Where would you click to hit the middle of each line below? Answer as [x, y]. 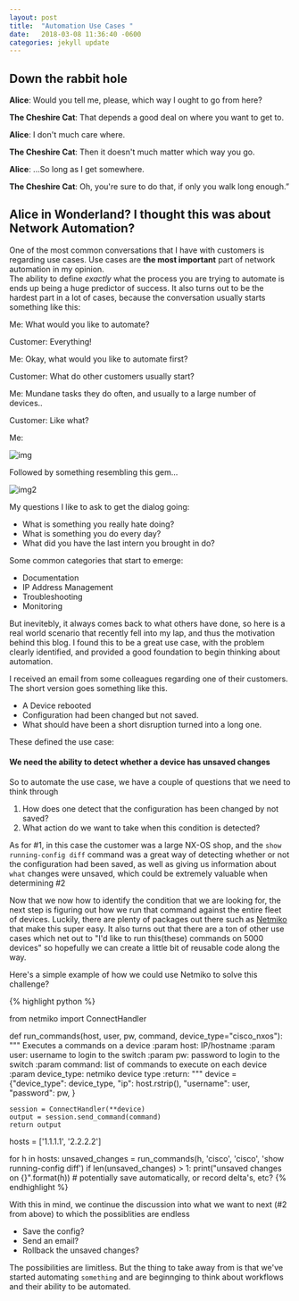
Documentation [50, 578]
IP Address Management [67, 587]
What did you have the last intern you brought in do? [119, 543]
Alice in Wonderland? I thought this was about [140, 215]
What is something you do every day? [91, 533]
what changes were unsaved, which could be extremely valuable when [138, 874]
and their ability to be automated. [70, 1287]
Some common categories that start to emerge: [96, 560]
